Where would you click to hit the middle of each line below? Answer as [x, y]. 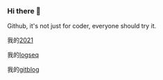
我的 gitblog [23, 70]
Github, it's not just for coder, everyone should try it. [82, 26]
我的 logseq [23, 55]
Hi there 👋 [24, 11]
